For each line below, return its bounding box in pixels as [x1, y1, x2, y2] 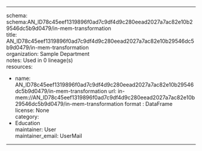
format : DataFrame [124, 100, 173, 107]
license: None [14, 106, 49, 114]
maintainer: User [14, 126, 57, 133]
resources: [6, 63, 33, 70]
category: [14, 113, 39, 120]
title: [6, 31, 17, 38]
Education [14, 120, 40, 126]
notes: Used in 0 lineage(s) [6, 57, 73, 64]
